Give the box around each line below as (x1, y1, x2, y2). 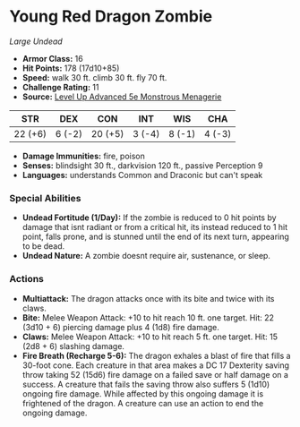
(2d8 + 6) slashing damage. (21, 340, 125, 351)
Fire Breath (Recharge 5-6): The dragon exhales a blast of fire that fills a (21, 350, 291, 361)
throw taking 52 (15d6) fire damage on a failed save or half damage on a (21, 369, 289, 380)
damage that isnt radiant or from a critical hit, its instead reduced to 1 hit (21, 222, 288, 233)
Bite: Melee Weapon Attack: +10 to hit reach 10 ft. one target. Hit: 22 (21, 312, 275, 323)
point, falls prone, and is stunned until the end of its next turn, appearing (21, 231, 289, 243)
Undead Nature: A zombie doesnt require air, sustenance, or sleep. (21, 251, 271, 261)
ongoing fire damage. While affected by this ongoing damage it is (21, 388, 264, 399)
